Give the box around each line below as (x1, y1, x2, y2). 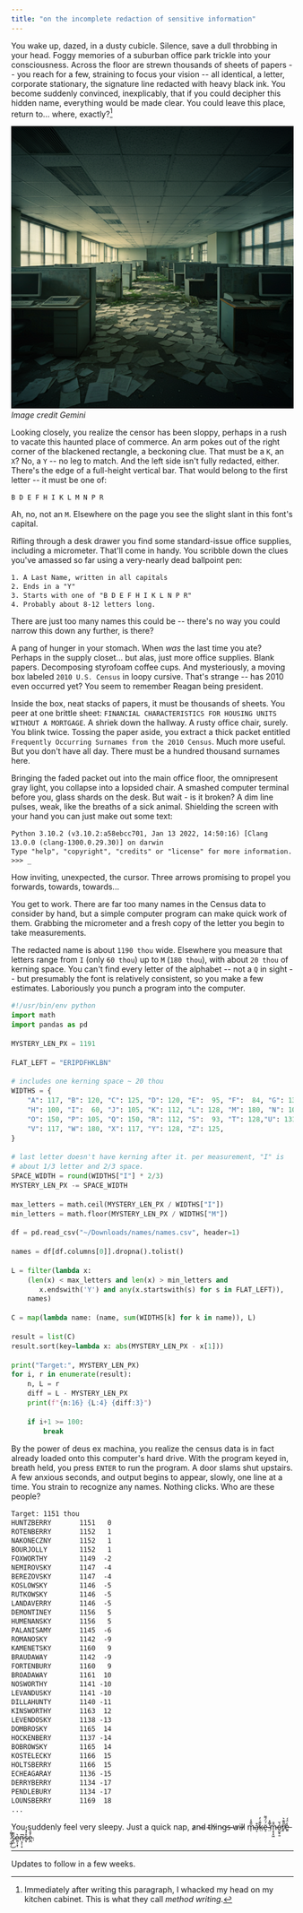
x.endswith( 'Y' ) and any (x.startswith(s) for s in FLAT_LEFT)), (39, 1285, 284, 1294)
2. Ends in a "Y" (11, 583, 76, 592)
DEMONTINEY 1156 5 (11, 1607, 112, 1617)
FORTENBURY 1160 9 (11, 1661, 112, 1671)
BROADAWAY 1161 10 (11, 1670, 112, 1680)
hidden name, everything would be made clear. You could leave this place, (11, 97, 286, 108)
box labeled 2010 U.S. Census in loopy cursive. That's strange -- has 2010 (11, 671, 284, 682)
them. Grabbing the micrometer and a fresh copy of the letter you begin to (11, 918, 285, 929)
